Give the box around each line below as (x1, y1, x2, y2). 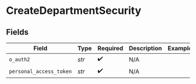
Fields (6, 27, 29, 37)
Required (97, 45, 124, 52)
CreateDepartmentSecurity (6, 4, 142, 17)
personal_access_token (9, 68, 72, 75)
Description (128, 45, 162, 52)
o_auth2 (9, 56, 30, 63)
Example (167, 45, 192, 52)
